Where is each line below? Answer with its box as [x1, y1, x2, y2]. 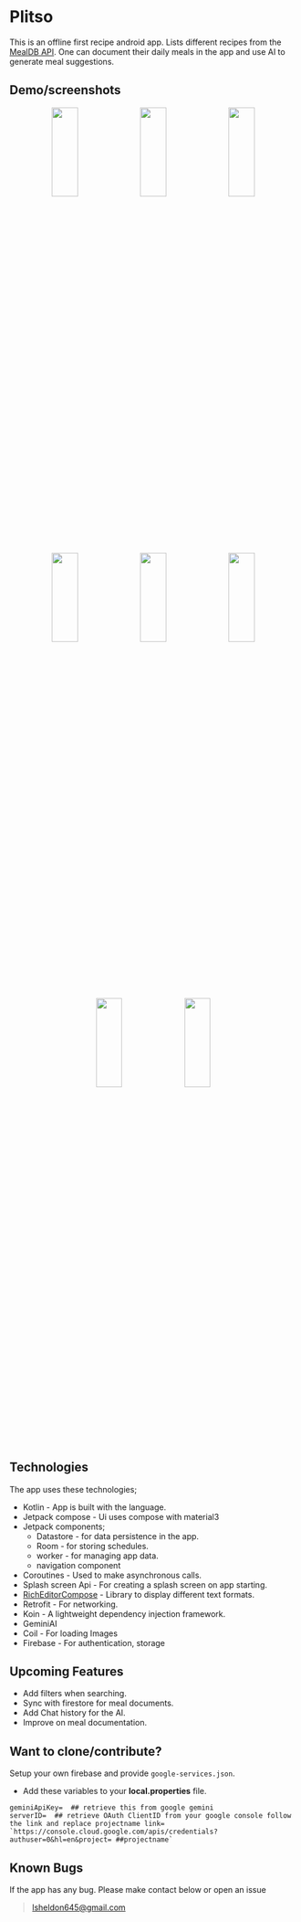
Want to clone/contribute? [9, 1743, 162, 1759]
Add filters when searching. [22, 1688, 128, 1699]
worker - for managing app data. [36, 1550, 160, 1561]
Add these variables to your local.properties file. [22, 1786, 207, 1797]
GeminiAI [22, 1618, 57, 1629]
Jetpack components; [22, 1521, 106, 1532]
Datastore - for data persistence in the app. [36, 1530, 199, 1541]
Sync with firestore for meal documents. [22, 1697, 174, 1709]
